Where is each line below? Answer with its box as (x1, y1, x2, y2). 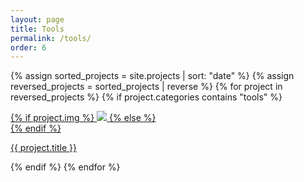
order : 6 (10, 42, 47, 53)
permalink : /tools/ (10, 33, 92, 43)
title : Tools (10, 24, 65, 34)
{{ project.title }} (10, 142, 78, 154)
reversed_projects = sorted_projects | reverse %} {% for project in (10, 81, 283, 93)
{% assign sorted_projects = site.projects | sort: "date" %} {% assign (10, 70, 295, 82)
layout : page (10, 14, 65, 25)
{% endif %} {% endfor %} (10, 161, 121, 173)
